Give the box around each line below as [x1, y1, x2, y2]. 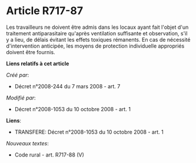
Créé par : [6, 71, 29, 78]
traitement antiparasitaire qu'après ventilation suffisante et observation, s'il [6, 29, 188, 36]
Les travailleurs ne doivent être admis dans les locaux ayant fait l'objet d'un [6, 24, 189, 31]
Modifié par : [6, 94, 36, 101]
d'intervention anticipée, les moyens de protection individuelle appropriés [6, 42, 185, 49]
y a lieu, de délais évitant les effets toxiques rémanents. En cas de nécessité [6, 36, 191, 43]
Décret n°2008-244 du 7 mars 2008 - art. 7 [14, 82, 121, 89]
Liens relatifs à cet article [6, 60, 69, 67]
